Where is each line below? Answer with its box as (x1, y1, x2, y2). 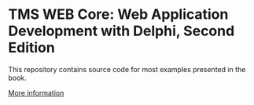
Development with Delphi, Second (8, 22, 235, 40)
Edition (8, 39, 55, 56)
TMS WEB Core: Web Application (8, 5, 229, 24)
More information (8, 88, 64, 97)
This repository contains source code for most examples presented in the (8, 64, 246, 74)
